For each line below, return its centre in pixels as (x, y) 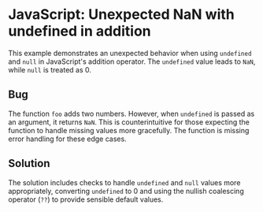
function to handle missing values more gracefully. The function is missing (129, 130)
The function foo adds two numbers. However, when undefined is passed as (131, 113)
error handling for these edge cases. (68, 139)
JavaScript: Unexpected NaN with (121, 15)
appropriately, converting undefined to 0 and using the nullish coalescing (126, 191)
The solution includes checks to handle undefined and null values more (124, 182)
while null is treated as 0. (50, 69)
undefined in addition (80, 31)
